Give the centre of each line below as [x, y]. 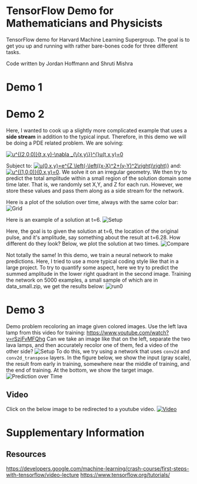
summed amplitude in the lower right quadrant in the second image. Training [98, 274]
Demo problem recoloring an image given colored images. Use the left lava [97, 326]
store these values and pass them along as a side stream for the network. [95, 191]
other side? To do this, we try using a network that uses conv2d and [98, 351]
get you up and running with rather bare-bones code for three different [92, 46]
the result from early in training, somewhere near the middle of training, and [98, 364]
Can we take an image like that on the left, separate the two [118, 339]
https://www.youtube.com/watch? [128, 333]
